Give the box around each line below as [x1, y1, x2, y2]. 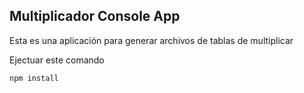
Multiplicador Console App [9, 8, 181, 25]
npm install [9, 73, 59, 83]
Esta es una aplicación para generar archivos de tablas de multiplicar [9, 34, 294, 46]
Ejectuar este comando [9, 54, 105, 66]
